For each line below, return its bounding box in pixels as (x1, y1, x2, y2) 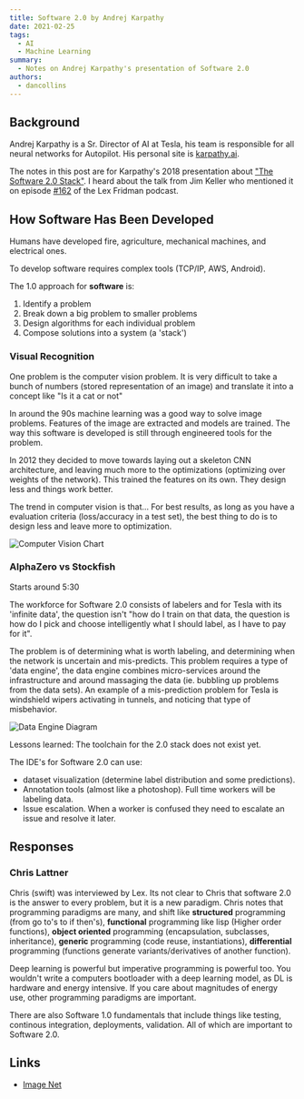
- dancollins (17, 81, 67, 90)
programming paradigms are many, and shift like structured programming (9, 906, 286, 917)
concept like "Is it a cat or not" (9, 390, 123, 401)
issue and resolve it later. (22, 812, 116, 823)
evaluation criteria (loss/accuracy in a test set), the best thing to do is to (9, 510, 279, 521)
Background (9, 115, 80, 130)
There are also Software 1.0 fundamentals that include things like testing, (9, 1009, 281, 1020)
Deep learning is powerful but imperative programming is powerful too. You (9, 963, 291, 973)
